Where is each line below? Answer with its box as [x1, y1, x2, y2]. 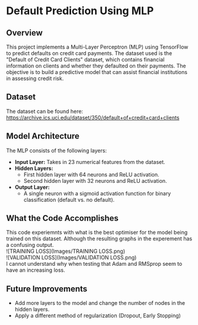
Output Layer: [14, 184, 50, 191]
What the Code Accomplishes [6, 213, 119, 223]
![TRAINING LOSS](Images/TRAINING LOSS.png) [6, 247, 126, 255]
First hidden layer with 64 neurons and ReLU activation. [23, 170, 159, 178]
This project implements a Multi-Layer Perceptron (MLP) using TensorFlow [6, 43, 189, 50]
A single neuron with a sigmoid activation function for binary [23, 189, 171, 197]
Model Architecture [6, 131, 80, 141]
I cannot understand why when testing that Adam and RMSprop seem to [6, 260, 183, 268]
